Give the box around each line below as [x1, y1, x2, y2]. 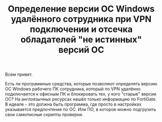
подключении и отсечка [29, 24, 133, 35]
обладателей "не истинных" [20, 34, 142, 45]
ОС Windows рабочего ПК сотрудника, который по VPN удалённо [5, 86, 141, 92]
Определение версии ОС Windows [8, 3, 155, 14]
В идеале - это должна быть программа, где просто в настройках [5, 101, 142, 107]
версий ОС [58, 44, 104, 55]
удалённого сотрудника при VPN [11, 14, 152, 25]
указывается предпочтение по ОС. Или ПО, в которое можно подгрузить [5, 107, 156, 112]
